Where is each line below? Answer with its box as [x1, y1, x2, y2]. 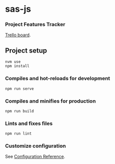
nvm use [5, 59, 21, 64]
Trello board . [5, 32, 31, 38]
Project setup [5, 46, 48, 55]
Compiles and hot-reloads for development [5, 75, 111, 82]
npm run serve [5, 86, 34, 91]
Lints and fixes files [5, 120, 53, 127]
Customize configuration [5, 142, 66, 149]
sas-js [5, 3, 31, 15]
